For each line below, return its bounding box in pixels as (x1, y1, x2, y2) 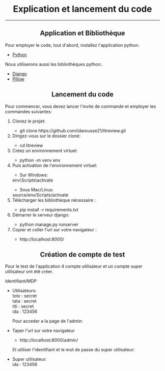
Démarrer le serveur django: (12, 212, 70, 217)
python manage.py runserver (19, 221, 79, 227)
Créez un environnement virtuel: (12, 148, 78, 154)
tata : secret (12, 298, 37, 304)
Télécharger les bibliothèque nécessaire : (12, 197, 96, 203)
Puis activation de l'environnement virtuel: (12, 162, 97, 168)
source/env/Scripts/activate (12, 192, 69, 198)
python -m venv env (19, 157, 60, 163)
